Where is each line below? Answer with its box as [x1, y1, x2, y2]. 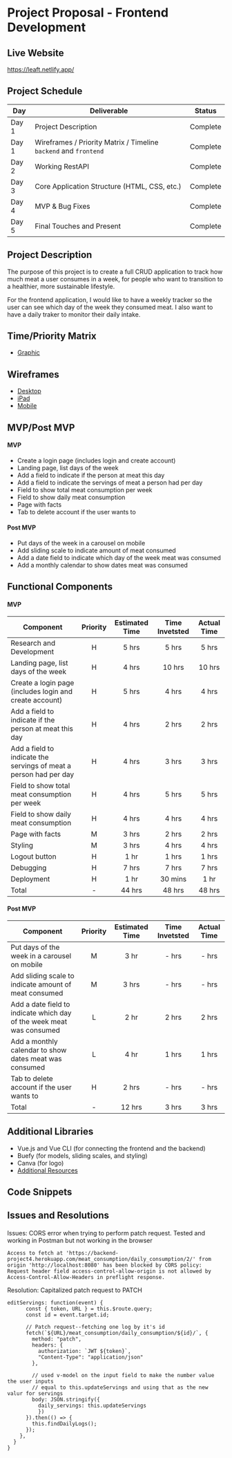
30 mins [159, 874, 187, 884]
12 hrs [120, 1102, 143, 1112]
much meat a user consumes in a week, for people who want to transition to [7, 274, 223, 283]
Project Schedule [7, 85, 83, 97]
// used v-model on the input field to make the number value [32, 1372, 215, 1379]
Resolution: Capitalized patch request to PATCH [7, 1286, 143, 1294]
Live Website [7, 47, 64, 59]
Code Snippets [7, 1186, 72, 1198]
